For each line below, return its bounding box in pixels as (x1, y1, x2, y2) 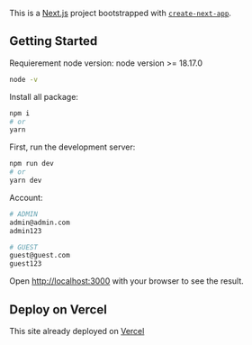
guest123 (9, 259, 42, 268)
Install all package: (9, 91, 79, 102)
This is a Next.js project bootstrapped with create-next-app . (9, 8, 232, 18)
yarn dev (9, 176, 42, 186)
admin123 (9, 226, 42, 235)
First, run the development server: (9, 141, 136, 152)
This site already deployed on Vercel (9, 326, 145, 336)
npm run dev (9, 159, 54, 168)
